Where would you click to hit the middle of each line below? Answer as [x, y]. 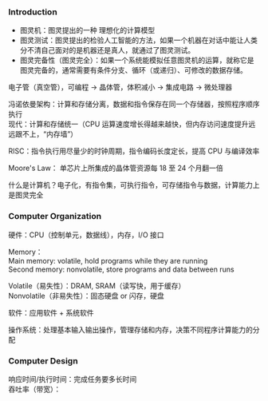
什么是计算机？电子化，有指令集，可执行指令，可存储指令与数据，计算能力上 [134, 185]
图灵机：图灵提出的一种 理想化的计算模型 [87, 30]
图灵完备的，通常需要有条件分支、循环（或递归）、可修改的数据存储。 [133, 70]
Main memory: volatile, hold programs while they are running [108, 260]
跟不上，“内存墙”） [46, 134]
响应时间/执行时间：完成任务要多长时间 [73, 379]
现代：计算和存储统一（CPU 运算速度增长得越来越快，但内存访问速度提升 [128, 124]
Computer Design [43, 360]
